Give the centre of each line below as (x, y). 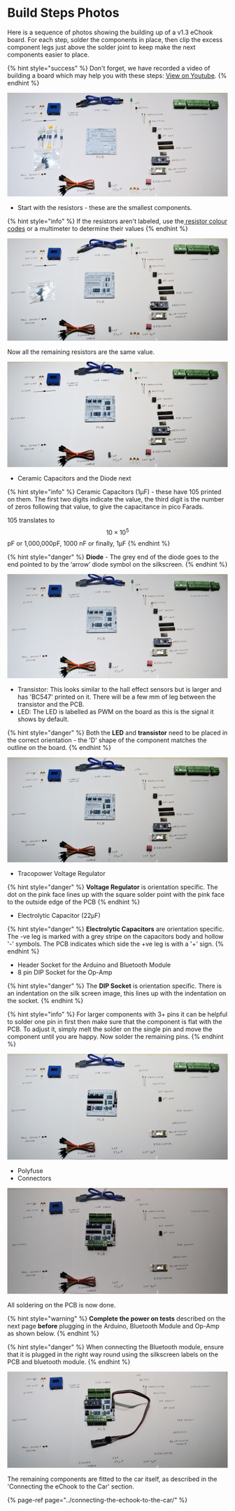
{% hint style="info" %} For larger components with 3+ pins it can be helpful (117, 1014)
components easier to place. (48, 55)
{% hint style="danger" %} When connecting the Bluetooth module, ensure (115, 1347)
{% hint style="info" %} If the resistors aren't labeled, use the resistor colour (117, 221)
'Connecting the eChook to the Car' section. (71, 1487)
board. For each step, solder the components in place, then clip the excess (115, 39)
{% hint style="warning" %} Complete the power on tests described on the (116, 1319)
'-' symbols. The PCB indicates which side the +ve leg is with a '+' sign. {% (116, 944)
